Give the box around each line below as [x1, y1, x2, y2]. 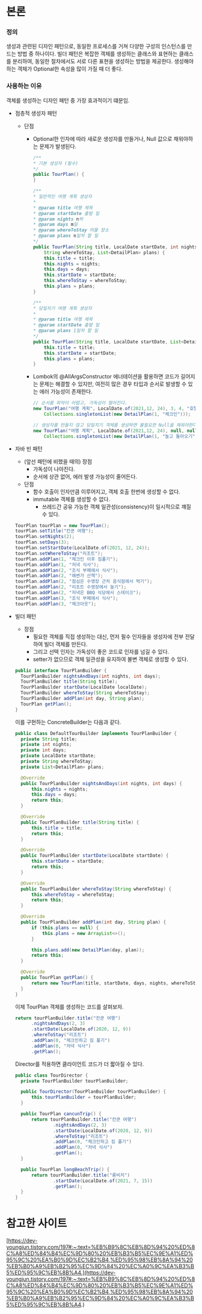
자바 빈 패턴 [14, 445, 43, 452]
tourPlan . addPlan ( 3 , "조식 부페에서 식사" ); [14, 595, 118, 601]
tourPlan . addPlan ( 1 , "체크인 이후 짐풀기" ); [14, 556, 118, 562]
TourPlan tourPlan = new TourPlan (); [14, 522, 110, 528]
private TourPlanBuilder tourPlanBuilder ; [20, 1078, 129, 1084]
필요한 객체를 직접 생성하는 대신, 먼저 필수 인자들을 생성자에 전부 [32, 633, 184, 640]
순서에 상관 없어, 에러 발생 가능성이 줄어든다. [32, 473, 137, 480]
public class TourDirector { [14, 1072, 88, 1078]
